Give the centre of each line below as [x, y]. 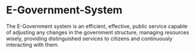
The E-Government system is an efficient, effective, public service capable [97, 26]
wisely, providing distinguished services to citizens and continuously [89, 38]
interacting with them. [33, 45]
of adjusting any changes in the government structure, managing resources [98, 32]
